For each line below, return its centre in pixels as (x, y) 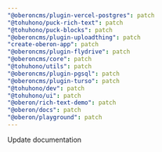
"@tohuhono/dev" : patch (46, 88)
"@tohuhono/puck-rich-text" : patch (65, 23)
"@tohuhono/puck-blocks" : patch (60, 30)
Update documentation (45, 139)
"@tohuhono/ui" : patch (44, 96)
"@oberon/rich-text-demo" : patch (62, 103)
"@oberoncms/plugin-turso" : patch (64, 81)
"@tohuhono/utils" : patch (49, 67)
